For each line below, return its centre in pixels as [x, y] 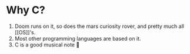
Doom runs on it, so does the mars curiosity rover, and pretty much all [99, 26]
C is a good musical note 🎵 [47, 45]
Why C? [26, 10]
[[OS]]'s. [25, 32]
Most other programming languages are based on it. [78, 38]
